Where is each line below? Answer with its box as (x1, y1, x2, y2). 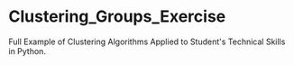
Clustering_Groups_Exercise (8, 6, 226, 27)
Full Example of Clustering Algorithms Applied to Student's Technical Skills (8, 36, 286, 47)
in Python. (8, 45, 47, 56)
